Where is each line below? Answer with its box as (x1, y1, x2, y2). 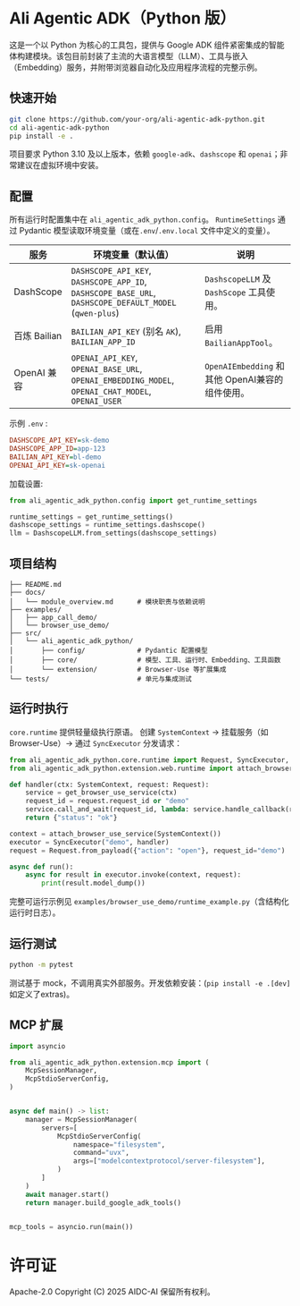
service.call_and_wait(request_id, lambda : (25, 805, 190, 814)
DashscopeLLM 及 (204, 273, 271, 285)
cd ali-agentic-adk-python (9, 123, 110, 132)
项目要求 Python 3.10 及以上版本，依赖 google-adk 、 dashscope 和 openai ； (9, 148, 280, 159)
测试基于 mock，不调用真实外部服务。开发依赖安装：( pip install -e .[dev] (9, 977, 291, 988)
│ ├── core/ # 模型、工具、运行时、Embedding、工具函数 (9, 656, 281, 665)
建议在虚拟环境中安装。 (16, 160, 104, 171)
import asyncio (9, 1041, 66, 1051)
